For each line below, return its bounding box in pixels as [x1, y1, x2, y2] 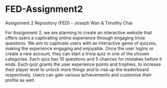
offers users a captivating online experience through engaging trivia [5, 35, 145, 41]
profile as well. [5, 77, 35, 83]
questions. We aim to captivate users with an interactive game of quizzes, [5, 40, 157, 46]
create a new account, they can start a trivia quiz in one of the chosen [5, 51, 149, 57]
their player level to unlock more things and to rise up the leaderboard [5, 66, 149, 73]
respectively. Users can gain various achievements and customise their [5, 72, 152, 78]
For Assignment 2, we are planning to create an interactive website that [5, 29, 152, 35]
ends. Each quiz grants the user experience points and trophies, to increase [5, 61, 161, 67]
